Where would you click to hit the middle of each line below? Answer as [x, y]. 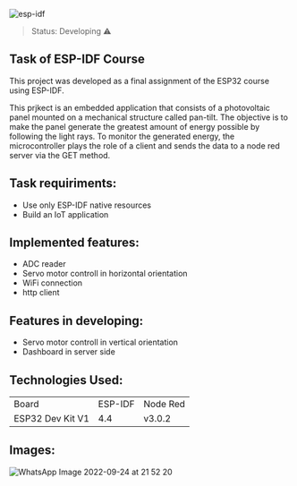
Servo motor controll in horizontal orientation [105, 274]
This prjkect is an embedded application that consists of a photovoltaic [140, 107]
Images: [32, 451]
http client [41, 293]
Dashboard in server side [69, 352]
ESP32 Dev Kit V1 [51, 419]
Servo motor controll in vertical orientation [100, 342]
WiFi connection [52, 283]
